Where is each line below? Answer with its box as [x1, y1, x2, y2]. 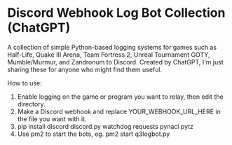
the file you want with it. [17, 114, 87, 123]
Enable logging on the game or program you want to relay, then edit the [17, 92, 224, 101]
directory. [17, 99, 46, 108]
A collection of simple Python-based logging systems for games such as [7, 43, 217, 51]
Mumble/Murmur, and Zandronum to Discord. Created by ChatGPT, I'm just [7, 57, 224, 66]
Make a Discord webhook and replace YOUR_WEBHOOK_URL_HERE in [17, 107, 221, 116]
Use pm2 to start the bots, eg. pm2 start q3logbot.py [17, 130, 170, 138]
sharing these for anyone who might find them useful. [7, 65, 163, 74]
